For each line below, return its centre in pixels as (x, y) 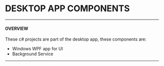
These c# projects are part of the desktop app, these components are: (76, 39)
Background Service (33, 54)
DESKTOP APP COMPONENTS (68, 9)
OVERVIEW (17, 28)
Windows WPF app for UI (38, 49)
